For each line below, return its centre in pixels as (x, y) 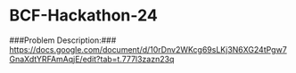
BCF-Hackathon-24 (83, 16)
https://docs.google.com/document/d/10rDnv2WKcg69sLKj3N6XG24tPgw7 (148, 49)
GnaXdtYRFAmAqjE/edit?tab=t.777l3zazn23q (92, 59)
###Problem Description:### (63, 40)
